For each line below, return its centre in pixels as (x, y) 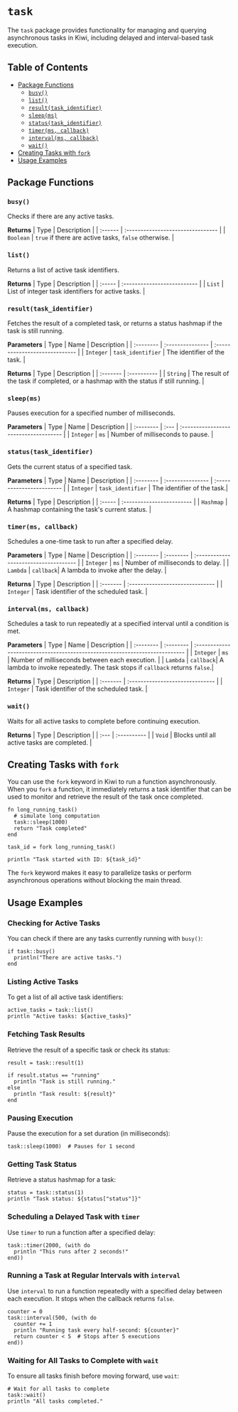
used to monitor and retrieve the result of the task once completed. (106, 797)
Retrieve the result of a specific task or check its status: (89, 1050)
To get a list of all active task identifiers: (65, 997)
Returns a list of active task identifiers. (63, 270)
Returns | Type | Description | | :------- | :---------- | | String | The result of (118, 374)
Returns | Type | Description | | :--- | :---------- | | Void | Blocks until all (112, 735)
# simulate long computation (57, 816)
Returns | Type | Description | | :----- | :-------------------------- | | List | (115, 284)
